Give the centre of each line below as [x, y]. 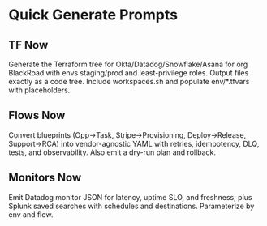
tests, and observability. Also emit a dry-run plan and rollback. [112, 152]
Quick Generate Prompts [93, 15]
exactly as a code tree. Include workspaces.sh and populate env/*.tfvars [129, 81]
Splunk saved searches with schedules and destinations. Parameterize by [131, 206]
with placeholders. [39, 90]
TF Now [28, 45]
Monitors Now [45, 178]
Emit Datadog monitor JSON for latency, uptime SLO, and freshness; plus [130, 197]
